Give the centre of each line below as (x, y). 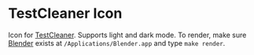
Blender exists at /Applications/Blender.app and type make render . (117, 43)
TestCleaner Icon (65, 14)
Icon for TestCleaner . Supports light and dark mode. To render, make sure (127, 35)
